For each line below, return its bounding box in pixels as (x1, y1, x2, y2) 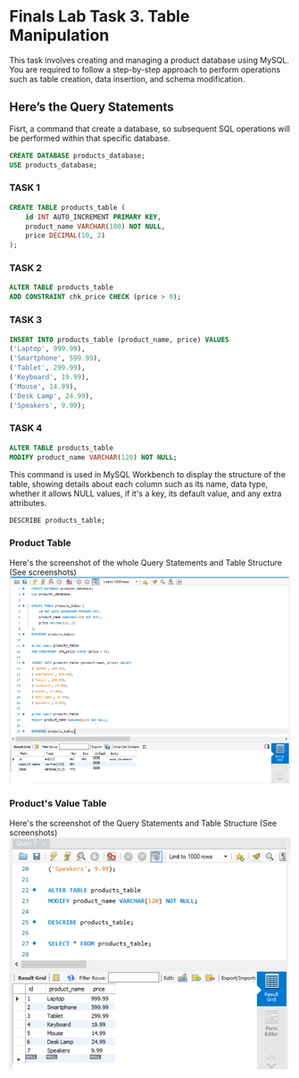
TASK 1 (9, 181, 40, 194)
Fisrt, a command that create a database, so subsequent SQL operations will (9, 123, 290, 134)
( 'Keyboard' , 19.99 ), (9, 373, 90, 382)
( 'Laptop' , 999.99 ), (9, 344, 87, 353)
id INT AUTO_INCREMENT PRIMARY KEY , (25, 212, 162, 221)
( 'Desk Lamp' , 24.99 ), (9, 391, 94, 401)
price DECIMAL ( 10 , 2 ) (25, 231, 105, 240)
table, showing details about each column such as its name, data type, (9, 478, 269, 489)
